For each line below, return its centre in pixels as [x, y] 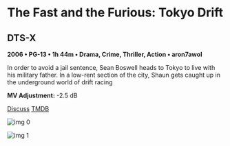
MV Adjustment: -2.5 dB [42, 95]
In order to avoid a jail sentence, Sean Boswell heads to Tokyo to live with [111, 68]
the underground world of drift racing [60, 82]
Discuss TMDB [28, 109]
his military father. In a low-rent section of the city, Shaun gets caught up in [114, 75]
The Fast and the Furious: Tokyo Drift [115, 13]
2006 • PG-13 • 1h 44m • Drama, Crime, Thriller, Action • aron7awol [105, 54]
